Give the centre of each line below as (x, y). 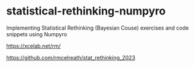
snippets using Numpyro (37, 34)
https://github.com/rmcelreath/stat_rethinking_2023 (71, 57)
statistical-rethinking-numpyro (86, 11)
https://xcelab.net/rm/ (34, 46)
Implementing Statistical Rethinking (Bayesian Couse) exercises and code (97, 28)
